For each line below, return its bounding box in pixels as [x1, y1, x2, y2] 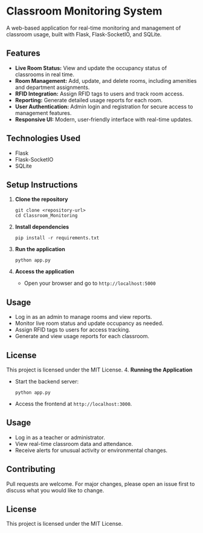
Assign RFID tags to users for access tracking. [14, 326, 130, 333]
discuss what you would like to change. [6, 486, 105, 494]
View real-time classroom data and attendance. [14, 440, 134, 447]
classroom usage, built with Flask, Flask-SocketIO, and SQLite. [6, 30, 162, 38]
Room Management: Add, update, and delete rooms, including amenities [14, 77, 197, 84]
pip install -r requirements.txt [14, 235, 100, 241]
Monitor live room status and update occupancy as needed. [14, 319, 164, 327]
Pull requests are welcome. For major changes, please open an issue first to [6, 480, 195, 488]
